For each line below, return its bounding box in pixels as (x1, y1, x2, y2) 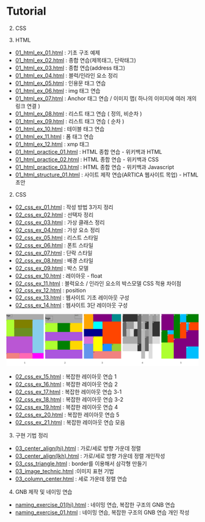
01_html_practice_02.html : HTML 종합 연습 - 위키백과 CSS (15, 156, 159, 163)
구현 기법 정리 (15, 432, 48, 439)
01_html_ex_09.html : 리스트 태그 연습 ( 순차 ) (15, 117, 124, 125)
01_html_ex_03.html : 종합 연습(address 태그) (15, 64, 126, 71)
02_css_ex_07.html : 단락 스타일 (15, 249, 93, 256)
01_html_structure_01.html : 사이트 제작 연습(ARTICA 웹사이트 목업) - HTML (15, 171, 199, 178)
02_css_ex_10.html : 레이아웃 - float (15, 272, 103, 279)
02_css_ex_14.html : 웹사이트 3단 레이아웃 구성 (15, 301, 128, 309)
